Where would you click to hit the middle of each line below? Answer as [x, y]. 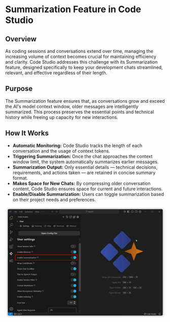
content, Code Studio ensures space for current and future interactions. [88, 189]
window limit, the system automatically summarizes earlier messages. [86, 162]
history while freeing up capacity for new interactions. [62, 117]
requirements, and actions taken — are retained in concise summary [84, 172]
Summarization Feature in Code [73, 9]
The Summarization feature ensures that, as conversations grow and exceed [85, 101]
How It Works [27, 133]
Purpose [19, 89]
